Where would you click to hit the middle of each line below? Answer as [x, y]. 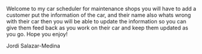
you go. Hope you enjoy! [37, 34]
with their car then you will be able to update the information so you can [96, 21]
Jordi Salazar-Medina [33, 46]
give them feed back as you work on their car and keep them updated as [97, 28]
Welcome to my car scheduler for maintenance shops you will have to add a [101, 9]
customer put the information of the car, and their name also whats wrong [99, 15]
